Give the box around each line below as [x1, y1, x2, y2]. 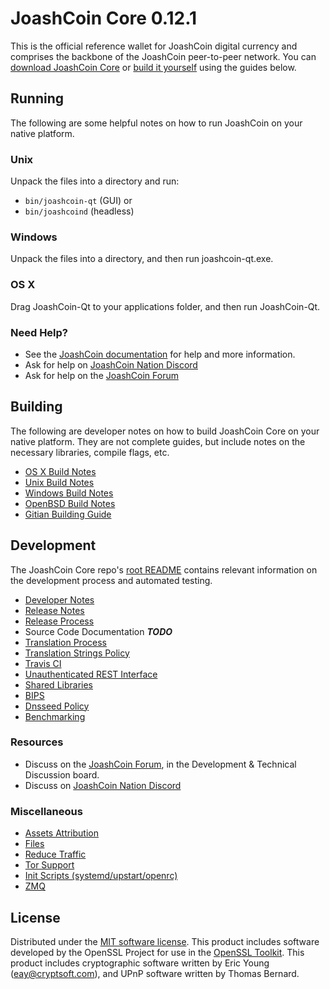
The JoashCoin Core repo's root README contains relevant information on [10, 563, 318, 576]
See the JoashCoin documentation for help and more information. [24, 348, 296, 360]
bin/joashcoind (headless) [24, 205, 135, 217]
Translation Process [24, 636, 107, 648]
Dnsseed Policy [24, 700, 90, 712]
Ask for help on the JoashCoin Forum [24, 369, 179, 381]
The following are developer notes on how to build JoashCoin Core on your [10, 425, 320, 437]
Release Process [24, 615, 95, 627]
